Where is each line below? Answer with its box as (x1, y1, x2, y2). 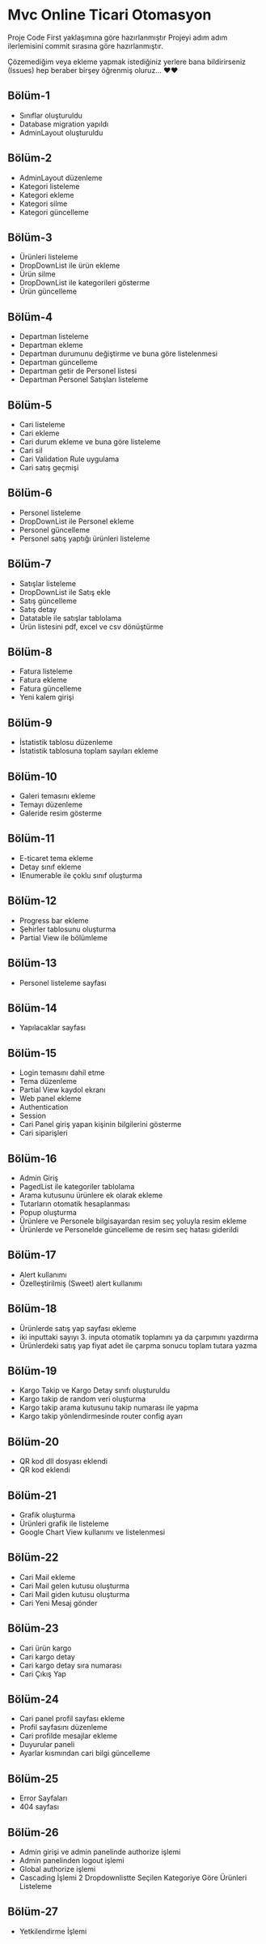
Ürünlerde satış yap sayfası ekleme (19, 1323, 137, 1333)
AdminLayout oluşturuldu (19, 127, 103, 137)
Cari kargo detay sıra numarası (19, 1660, 122, 1670)
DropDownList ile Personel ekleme (19, 516, 134, 526)
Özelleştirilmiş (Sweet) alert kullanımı (19, 1278, 143, 1288)
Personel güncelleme (19, 525, 91, 534)
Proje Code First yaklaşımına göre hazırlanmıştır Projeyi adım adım (7, 32, 228, 42)
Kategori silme (19, 199, 68, 208)
